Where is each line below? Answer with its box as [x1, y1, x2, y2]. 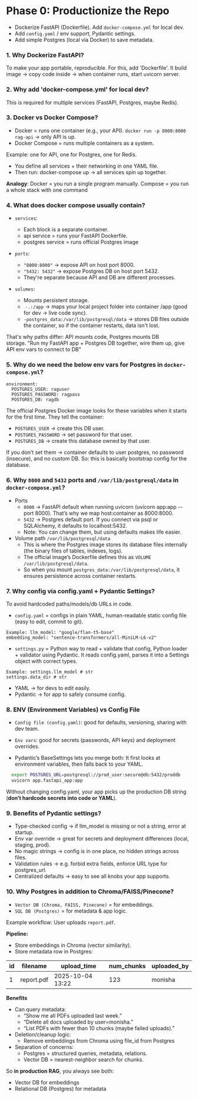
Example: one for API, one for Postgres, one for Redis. [6, 151, 137, 158]
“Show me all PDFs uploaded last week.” [23, 1012, 122, 1019]
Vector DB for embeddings [14, 1079, 80, 1086]
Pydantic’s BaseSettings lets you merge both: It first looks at [14, 754, 161, 762]
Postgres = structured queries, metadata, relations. [23, 1050, 147, 1057]
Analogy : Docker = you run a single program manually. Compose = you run [6, 180, 189, 187]
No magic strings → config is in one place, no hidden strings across [14, 848, 179, 855]
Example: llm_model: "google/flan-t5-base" [6, 630, 115, 636]
